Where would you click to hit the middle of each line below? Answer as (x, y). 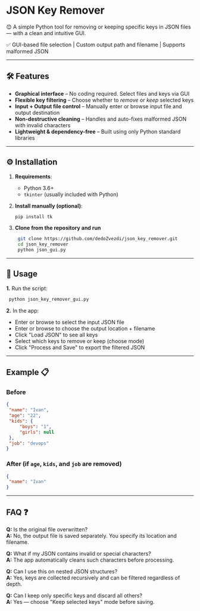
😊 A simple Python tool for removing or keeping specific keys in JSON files (99, 27)
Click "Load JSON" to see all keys (56, 335)
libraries (25, 138)
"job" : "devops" (29, 443)
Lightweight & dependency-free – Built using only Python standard (98, 131)
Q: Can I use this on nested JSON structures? (62, 572)
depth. (14, 584)
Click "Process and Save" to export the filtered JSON (80, 347)
